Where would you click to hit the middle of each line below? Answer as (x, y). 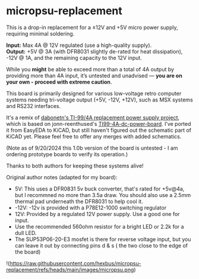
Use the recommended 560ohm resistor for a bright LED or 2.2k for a (99, 226)
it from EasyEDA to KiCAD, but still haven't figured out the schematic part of (99, 130)
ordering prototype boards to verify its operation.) (67, 154)
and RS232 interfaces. (34, 106)
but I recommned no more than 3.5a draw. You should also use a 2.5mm (103, 195)
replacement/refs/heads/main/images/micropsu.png (70, 270)
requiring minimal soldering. (40, 33)
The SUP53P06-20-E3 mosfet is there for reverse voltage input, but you (103, 239)
